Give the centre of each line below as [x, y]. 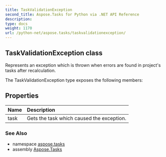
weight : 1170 [19, 28]
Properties [22, 96]
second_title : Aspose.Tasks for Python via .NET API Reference [72, 14]
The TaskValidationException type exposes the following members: [74, 80]
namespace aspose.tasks [39, 144]
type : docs [16, 24]
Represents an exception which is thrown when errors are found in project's [83, 65]
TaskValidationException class [54, 53]
